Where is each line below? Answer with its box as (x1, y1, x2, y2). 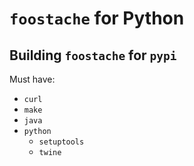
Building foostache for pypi (9, 47, 177, 64)
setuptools (38, 137, 85, 147)
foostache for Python (9, 7, 185, 30)
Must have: (9, 73, 56, 85)
